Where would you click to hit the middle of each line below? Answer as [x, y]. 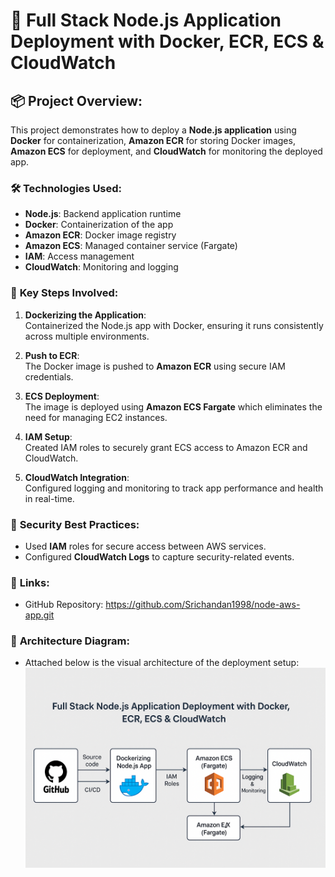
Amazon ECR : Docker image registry [100, 235]
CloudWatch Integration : [77, 477]
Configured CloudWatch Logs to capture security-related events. [159, 556]
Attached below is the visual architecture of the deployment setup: [162, 663]
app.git [39, 615]
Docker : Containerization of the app [99, 225]
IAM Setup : [48, 436]
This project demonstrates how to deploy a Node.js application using [153, 130]
